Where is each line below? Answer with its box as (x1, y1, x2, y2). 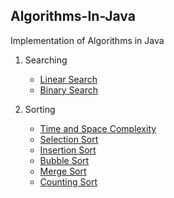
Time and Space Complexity (39, 122, 157, 134)
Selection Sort (39, 133, 99, 145)
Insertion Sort (39, 144, 97, 156)
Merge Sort (39, 165, 87, 177)
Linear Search (39, 73, 98, 85)
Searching (24, 54, 68, 66)
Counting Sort (39, 175, 98, 188)
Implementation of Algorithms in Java (10, 34, 165, 46)
